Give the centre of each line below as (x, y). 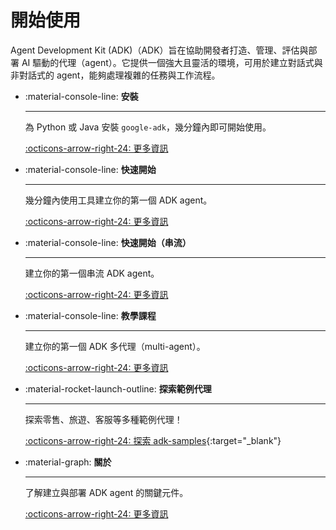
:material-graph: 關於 (68, 462)
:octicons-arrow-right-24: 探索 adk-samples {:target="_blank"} (153, 440)
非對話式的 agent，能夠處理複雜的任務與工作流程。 (115, 75)
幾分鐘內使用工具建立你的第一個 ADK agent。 (118, 200)
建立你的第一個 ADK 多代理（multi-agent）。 (115, 346)
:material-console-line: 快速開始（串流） (108, 242)
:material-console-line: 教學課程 (90, 315)
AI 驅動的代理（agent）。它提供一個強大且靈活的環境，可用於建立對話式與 (172, 62)
